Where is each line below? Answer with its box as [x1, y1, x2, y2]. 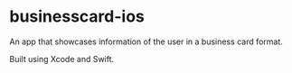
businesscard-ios [9, 6, 145, 27]
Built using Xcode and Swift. [9, 53, 115, 64]
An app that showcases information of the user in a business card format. [9, 36, 283, 47]
